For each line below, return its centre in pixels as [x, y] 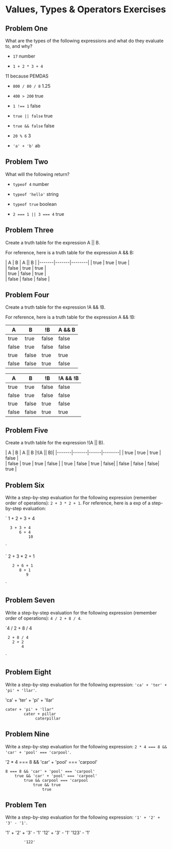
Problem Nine [27, 734]
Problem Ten [26, 805]
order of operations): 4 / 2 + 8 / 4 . [44, 618]
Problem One [26, 29]
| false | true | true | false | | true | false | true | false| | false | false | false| [82, 464]
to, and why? [19, 46]
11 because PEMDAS [27, 76]
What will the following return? [37, 174]
